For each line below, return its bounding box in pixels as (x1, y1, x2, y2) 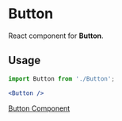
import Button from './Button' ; (8, 74, 115, 83)
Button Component (8, 104, 71, 113)
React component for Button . (8, 31, 104, 40)
